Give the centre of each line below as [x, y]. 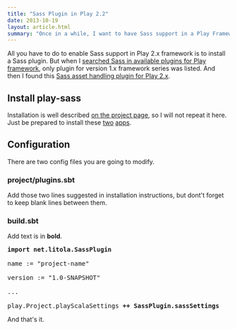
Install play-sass [44, 98]
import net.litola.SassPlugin [60, 250]
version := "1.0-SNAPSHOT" [54, 278]
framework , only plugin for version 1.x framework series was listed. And [111, 68]
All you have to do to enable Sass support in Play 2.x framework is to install [116, 54]
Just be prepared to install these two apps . [69, 123]
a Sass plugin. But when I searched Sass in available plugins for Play [107, 61]
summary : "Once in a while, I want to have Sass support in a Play [109, 33]
